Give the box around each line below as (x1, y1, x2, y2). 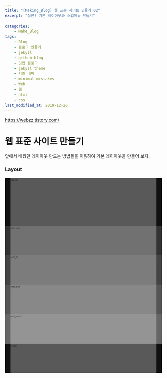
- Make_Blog (14, 29, 39, 34)
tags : (5, 34, 16, 39)
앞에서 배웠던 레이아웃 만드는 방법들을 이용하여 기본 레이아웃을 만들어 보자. (5, 153, 150, 159)
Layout (5, 166, 22, 173)
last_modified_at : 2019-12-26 (5, 103, 68, 108)
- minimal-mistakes (14, 76, 55, 82)
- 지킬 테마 (14, 71, 35, 76)
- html (14, 92, 28, 97)
